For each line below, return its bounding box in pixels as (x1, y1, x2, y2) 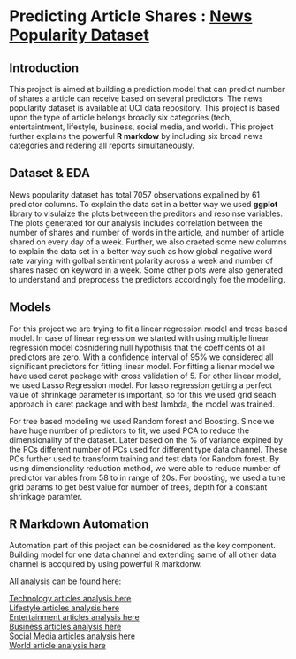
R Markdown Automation (9, 516, 149, 532)
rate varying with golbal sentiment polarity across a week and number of (9, 255, 274, 266)
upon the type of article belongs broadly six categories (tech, (9, 112, 232, 122)
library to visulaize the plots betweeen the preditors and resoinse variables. (9, 208, 284, 219)
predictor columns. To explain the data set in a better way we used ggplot (9, 198, 278, 209)
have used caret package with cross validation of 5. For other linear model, (9, 370, 282, 381)
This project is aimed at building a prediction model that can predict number (9, 84, 285, 94)
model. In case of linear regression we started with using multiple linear (9, 332, 269, 343)
